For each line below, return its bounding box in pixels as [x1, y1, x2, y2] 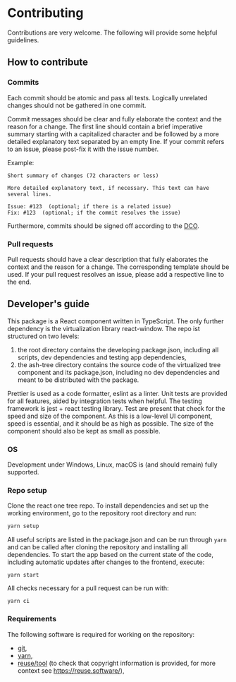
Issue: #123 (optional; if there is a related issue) [7, 203, 172, 210]
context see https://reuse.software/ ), [17, 666, 125, 675]
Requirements [7, 614, 57, 624]
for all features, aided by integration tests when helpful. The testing [7, 397, 202, 405]
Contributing [7, 5, 84, 21]
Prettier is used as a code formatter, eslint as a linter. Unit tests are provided [7, 389, 228, 397]
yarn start [7, 572, 39, 579]
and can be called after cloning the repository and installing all [7, 543, 188, 551]
